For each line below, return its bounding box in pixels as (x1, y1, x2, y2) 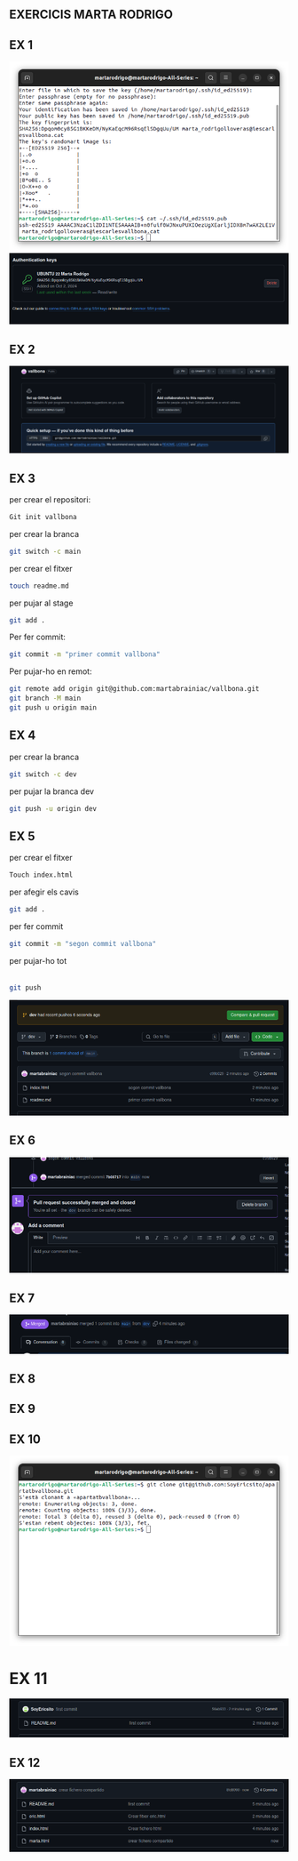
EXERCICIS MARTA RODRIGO (9, 7, 173, 22)
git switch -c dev (9, 769, 77, 779)
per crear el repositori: (9, 493, 91, 505)
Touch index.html (9, 870, 74, 879)
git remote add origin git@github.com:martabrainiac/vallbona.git (9, 685, 260, 694)
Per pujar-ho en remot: (9, 666, 92, 677)
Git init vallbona (9, 512, 77, 521)
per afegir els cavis (9, 886, 80, 897)
